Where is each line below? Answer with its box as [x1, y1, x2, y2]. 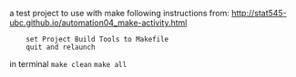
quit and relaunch [26, 43, 96, 52]
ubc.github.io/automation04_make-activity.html [9, 17, 188, 28]
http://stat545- [230, 8, 287, 18]
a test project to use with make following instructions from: [9, 8, 230, 18]
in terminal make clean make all [9, 59, 128, 69]
